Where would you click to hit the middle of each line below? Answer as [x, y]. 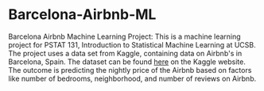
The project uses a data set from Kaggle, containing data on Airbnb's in [125, 53]
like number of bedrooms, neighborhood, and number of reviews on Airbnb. [132, 78]
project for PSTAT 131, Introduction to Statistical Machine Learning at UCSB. [132, 44]
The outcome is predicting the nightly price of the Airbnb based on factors [130, 70]
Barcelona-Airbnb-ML [82, 15]
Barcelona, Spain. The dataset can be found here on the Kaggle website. [127, 62]
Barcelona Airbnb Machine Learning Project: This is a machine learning [124, 36]
